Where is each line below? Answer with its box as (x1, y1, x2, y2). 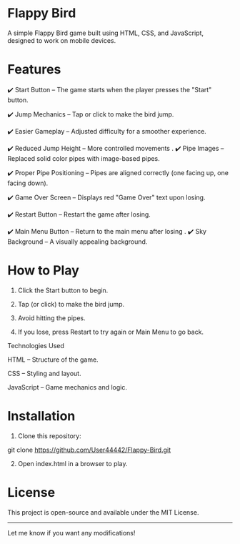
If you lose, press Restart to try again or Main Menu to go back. (17, 327, 204, 336)
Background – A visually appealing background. (7, 237, 148, 246)
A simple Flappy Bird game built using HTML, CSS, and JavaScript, (7, 29, 204, 37)
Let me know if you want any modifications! (7, 528, 136, 537)
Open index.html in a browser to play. (17, 459, 128, 468)
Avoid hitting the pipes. (17, 313, 86, 322)
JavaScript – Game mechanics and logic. (7, 382, 127, 391)
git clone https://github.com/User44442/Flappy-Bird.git (7, 445, 171, 454)
